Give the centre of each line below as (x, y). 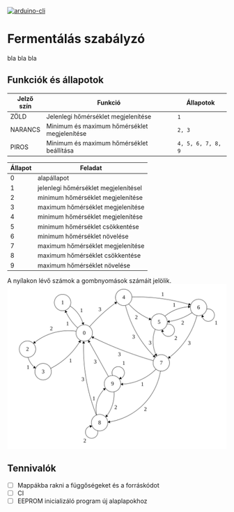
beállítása (60, 150)
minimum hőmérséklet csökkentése (88, 226)
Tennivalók (32, 468)
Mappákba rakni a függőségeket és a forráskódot (88, 485)
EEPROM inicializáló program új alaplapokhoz (82, 501)
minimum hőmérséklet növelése (83, 236)
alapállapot (53, 178)
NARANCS (25, 130)
